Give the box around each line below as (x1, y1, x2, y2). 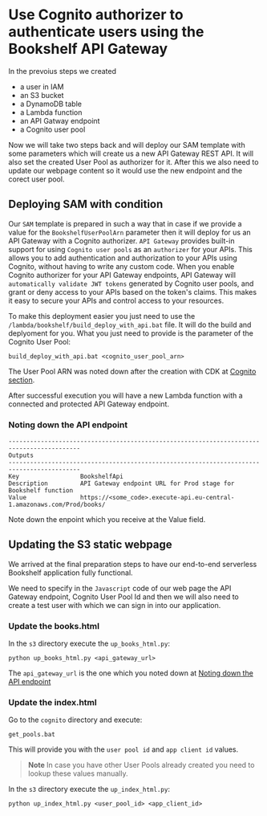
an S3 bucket (19, 90, 64, 100)
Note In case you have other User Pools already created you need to (27, 761, 255, 770)
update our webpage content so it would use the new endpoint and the (8, 165, 243, 175)
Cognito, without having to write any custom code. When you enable (8, 261, 235, 271)
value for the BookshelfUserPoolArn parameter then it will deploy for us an (8, 227, 251, 237)
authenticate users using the (8, 22, 204, 41)
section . (8, 375, 35, 385)
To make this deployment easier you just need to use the (8, 311, 196, 320)
